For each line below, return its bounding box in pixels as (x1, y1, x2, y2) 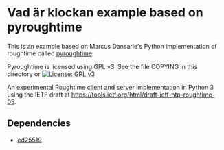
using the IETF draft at (7, 90, 70, 99)
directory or (7, 70, 41, 78)
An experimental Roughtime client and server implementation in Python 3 (7, 83, 214, 91)
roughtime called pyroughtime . (7, 49, 94, 58)
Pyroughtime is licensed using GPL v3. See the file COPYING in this (7, 62, 198, 71)
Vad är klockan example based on (7, 5, 204, 21)
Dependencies (7, 118, 71, 129)
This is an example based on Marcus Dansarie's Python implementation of (7, 42, 218, 50)
